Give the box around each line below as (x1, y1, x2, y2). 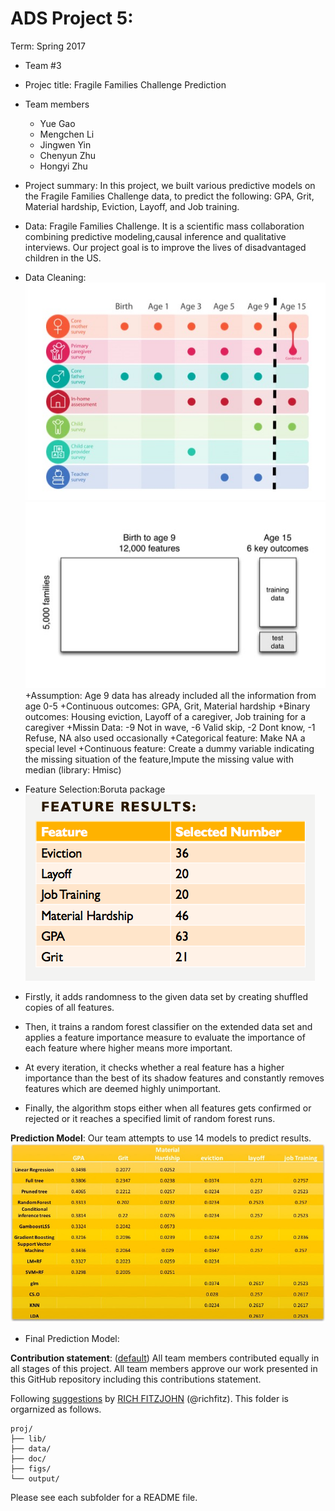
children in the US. (24, 252, 102, 264)
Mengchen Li (39, 128, 95, 140)
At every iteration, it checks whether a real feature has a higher (24, 1061, 285, 1073)
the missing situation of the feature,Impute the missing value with (24, 753, 295, 765)
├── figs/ (10, 1463, 52, 1474)
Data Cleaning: (24, 271, 87, 283)
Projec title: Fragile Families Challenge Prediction (24, 78, 227, 91)
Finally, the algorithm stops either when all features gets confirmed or (24, 1102, 312, 1114)
